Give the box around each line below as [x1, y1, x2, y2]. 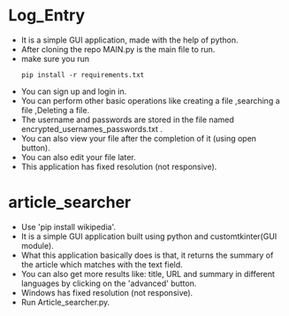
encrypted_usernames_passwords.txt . [20, 123, 163, 134]
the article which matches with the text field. [20, 258, 183, 270]
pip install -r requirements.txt [20, 70, 145, 80]
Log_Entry [8, 5, 86, 26]
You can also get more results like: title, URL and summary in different [20, 268, 276, 279]
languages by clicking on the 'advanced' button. [20, 278, 197, 289]
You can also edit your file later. [20, 151, 136, 162]
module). [20, 240, 54, 250]
